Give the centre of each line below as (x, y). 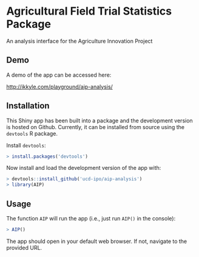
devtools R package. (32, 133)
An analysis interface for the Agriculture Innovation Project (79, 41)
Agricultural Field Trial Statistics (89, 11)
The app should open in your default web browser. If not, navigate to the (97, 241)
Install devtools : (26, 145)
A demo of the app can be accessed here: (59, 75)
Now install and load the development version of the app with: (84, 168)
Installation (28, 106)
